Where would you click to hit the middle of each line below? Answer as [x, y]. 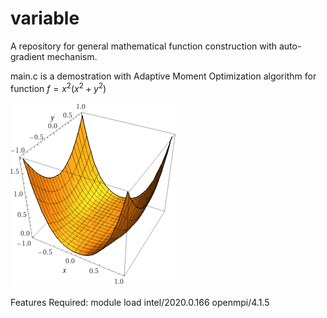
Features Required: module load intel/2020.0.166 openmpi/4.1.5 [140, 302]
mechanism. [72, 56]
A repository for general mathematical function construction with [144, 46]
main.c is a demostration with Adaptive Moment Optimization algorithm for [163, 76]
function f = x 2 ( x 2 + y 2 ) [58, 87]
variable [45, 18]
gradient [27, 56]
